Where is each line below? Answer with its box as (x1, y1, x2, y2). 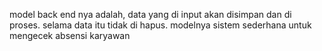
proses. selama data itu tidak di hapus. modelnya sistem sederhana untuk (9, 19, 312, 31)
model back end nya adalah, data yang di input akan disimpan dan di (9, 9, 292, 20)
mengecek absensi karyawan (9, 30, 131, 41)
